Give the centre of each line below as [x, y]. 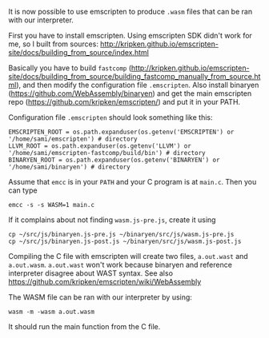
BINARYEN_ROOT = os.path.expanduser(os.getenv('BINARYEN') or [114, 160]
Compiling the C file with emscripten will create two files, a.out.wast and [128, 256]
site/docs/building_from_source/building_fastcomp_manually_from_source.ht [134, 76]
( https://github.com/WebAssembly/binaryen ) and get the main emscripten [130, 93]
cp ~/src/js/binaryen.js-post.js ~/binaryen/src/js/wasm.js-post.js [125, 241]
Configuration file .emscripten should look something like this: [111, 117]
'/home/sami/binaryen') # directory [69, 167]
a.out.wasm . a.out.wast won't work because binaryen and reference [120, 264]
